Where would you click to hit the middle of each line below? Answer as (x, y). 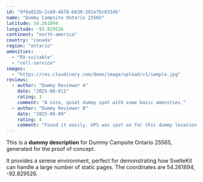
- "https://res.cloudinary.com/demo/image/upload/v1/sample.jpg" (96, 74)
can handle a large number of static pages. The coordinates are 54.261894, (101, 167)
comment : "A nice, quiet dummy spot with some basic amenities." (102, 102)
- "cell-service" (34, 63)
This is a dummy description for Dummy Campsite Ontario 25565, (89, 142)
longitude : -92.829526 (35, 29)
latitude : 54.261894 (33, 23)
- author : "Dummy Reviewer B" (50, 108)
